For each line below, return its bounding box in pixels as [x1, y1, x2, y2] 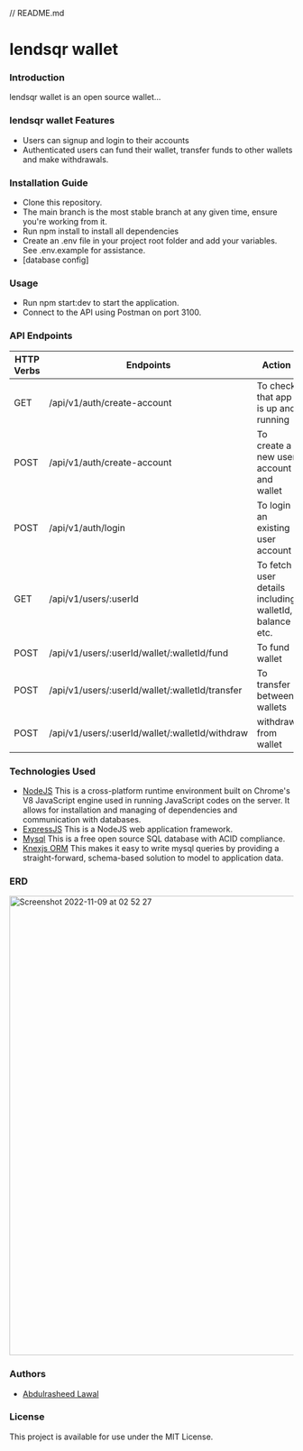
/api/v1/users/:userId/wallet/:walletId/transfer [49, 684, 243, 696]
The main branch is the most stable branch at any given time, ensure [22, 207, 278, 217]
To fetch [256, 558, 292, 571]
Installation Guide [9, 176, 88, 188]
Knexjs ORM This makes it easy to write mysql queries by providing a [22, 842, 280, 853]
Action [262, 358, 291, 371]
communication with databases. [22, 813, 142, 824]
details [256, 581, 286, 593]
